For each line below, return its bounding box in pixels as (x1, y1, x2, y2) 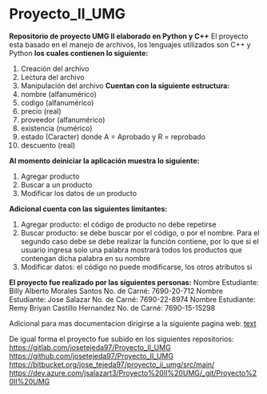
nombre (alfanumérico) (20, 89, 97, 98)
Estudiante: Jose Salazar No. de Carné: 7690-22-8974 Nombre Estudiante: (9, 294, 256, 304)
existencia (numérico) (20, 123, 93, 133)
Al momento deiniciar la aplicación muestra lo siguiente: (9, 155, 200, 165)
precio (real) (20, 106, 62, 116)
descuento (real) (20, 140, 76, 150)
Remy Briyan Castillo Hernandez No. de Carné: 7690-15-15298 (9, 303, 216, 312)
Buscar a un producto (20, 179, 93, 189)
